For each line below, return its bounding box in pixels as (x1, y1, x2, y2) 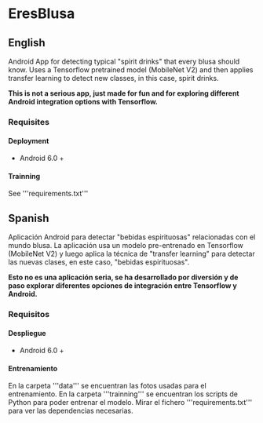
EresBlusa (8, 5, 75, 23)
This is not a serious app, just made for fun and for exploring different (8, 89, 239, 98)
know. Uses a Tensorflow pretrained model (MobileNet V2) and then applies (8, 65, 254, 75)
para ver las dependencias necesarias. (8, 406, 133, 416)
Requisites (8, 116, 49, 127)
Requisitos (8, 309, 49, 320)
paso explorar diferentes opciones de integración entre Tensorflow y (8, 281, 238, 290)
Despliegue (8, 328, 46, 337)
